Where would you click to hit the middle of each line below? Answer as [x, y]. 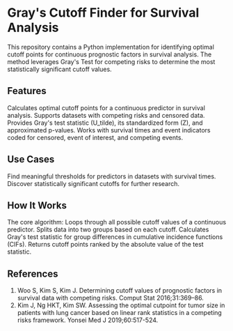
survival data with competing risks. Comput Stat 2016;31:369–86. [110, 298]
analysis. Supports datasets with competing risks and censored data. [106, 115]
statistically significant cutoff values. [60, 69]
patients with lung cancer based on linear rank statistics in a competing [120, 313]
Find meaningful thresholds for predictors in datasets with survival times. [112, 176]
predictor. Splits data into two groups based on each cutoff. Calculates [108, 230]
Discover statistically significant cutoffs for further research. [93, 183]
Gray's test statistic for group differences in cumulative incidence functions [115, 237]
